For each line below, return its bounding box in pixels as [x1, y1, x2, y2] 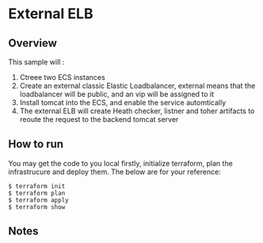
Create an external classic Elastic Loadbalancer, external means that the [19, 81, 256, 90]
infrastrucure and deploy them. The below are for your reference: [8, 167, 222, 177]
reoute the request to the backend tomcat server [19, 115, 179, 123]
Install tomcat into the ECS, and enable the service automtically [19, 98, 227, 107]
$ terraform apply [8, 196, 69, 204]
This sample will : [8, 57, 65, 66]
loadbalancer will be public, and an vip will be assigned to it [19, 89, 215, 99]
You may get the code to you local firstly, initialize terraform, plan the [8, 158, 234, 168]
